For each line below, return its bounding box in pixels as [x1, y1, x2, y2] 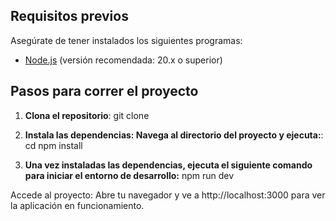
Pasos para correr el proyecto [10, 83, 199, 100]
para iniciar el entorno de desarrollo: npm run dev [24, 169, 235, 181]
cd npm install [24, 139, 83, 151]
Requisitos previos [10, 8, 129, 25]
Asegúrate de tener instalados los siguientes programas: [10, 34, 243, 46]
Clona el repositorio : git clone [24, 109, 150, 121]
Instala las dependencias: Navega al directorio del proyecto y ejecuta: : [24, 129, 324, 141]
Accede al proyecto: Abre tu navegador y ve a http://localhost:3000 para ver [10, 189, 326, 201]
